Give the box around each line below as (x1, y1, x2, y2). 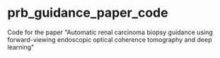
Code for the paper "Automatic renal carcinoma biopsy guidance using (7, 28, 214, 36)
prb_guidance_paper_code (7, 5, 168, 21)
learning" (7, 43, 35, 51)
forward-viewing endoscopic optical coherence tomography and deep (7, 35, 212, 43)
